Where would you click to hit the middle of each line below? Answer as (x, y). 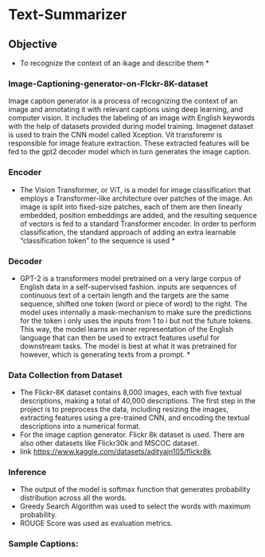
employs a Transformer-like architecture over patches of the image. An (136, 198)
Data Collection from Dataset (66, 375)
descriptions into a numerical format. (80, 427)
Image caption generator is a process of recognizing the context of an (123, 101)
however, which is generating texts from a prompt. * (105, 354)
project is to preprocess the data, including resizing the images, (124, 409)
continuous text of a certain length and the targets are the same (124, 295)
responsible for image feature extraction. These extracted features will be (129, 143)
